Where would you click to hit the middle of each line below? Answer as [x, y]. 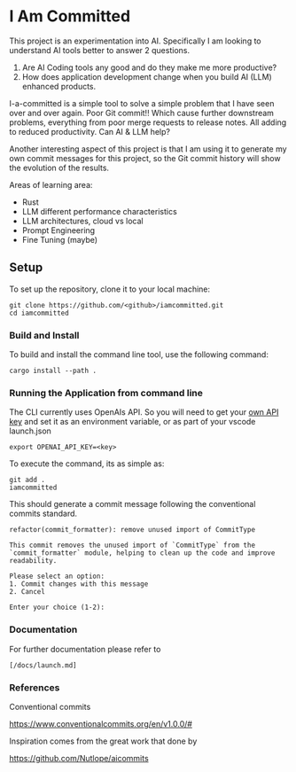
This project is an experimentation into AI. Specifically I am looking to [135, 41]
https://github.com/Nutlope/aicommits [79, 758]
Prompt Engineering [58, 230]
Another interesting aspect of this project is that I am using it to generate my [148, 149]
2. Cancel [27, 592]
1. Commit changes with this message [79, 584]
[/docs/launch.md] [43, 665]
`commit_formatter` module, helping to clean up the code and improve [142, 553]
